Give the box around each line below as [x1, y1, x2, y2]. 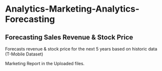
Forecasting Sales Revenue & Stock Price [5, 33, 134, 41]
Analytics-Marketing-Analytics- [5, 3, 140, 15]
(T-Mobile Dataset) [5, 51, 43, 57]
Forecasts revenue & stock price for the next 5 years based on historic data [5, 46, 158, 52]
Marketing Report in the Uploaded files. [5, 61, 85, 66]
